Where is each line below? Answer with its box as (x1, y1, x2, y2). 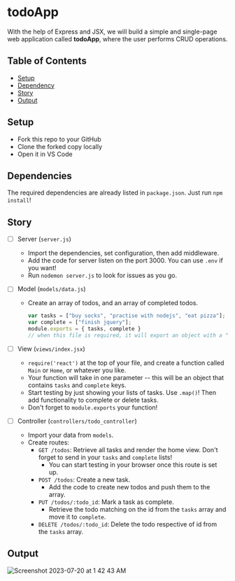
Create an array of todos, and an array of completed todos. (27, 299, 198, 307)
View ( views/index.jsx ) (17, 344, 85, 353)
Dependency (17, 81, 55, 90)
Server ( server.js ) (17, 235, 72, 244)
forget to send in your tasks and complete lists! (38, 453, 173, 461)
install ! (7, 196, 31, 204)
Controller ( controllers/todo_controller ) (17, 416, 138, 425)
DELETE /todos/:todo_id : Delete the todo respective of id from (38, 519, 218, 528)
